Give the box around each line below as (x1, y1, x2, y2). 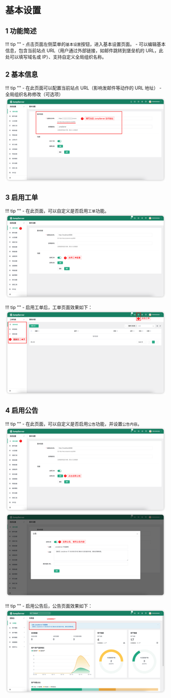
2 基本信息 (5, 70, 38, 79)
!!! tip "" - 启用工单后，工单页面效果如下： (5, 304, 93, 310)
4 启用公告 (5, 406, 39, 415)
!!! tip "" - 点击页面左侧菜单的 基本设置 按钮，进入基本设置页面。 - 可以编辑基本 (5, 41, 166, 47)
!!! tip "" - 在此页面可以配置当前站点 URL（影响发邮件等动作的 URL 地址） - (5, 85, 162, 91)
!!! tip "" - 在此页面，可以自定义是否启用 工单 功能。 (5, 207, 109, 214)
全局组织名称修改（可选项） (5, 91, 64, 97)
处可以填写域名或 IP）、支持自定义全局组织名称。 (5, 54, 107, 60)
